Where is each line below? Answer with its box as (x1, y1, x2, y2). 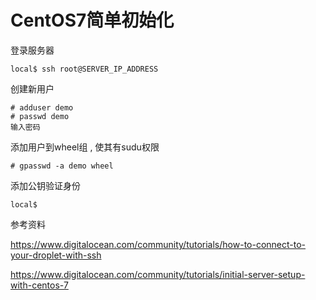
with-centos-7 (10, 279, 69, 291)
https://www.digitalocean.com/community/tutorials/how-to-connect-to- (10, 238, 307, 250)
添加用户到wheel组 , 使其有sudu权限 (10, 141, 160, 153)
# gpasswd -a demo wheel (10, 161, 114, 171)
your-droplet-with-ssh (10, 249, 102, 261)
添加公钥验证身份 (10, 179, 81, 191)
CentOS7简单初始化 (10, 9, 175, 32)
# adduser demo (10, 102, 74, 113)
